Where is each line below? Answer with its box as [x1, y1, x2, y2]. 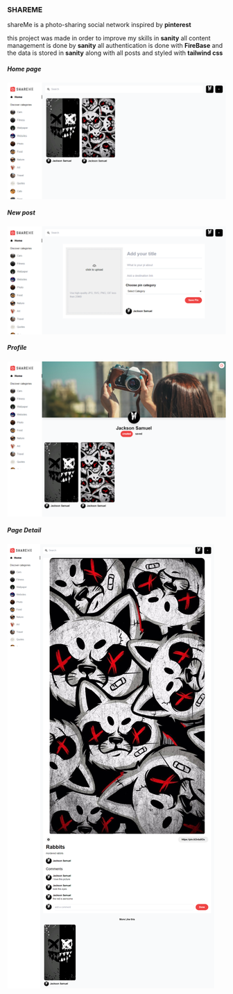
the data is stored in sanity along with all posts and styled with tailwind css [7, 49, 223, 57]
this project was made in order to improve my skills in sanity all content [7, 34, 211, 42]
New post [7, 208, 36, 217]
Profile [7, 344, 27, 352]
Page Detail [7, 526, 42, 534]
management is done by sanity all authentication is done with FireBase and [7, 42, 223, 50]
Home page [7, 65, 42, 73]
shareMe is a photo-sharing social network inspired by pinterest [7, 21, 192, 29]
